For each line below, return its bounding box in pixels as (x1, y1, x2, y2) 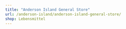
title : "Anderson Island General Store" (5, 7, 91, 12)
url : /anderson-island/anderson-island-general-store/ (5, 12, 122, 17)
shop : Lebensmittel (5, 16, 46, 21)
